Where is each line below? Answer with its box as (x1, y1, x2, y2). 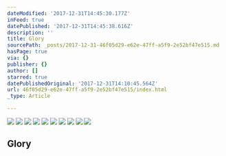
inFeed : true (7, 16, 45, 23)
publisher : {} (7, 61, 48, 68)
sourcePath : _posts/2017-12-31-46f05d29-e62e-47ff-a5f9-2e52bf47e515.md (7, 42, 220, 49)
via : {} (7, 55, 30, 62)
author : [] (7, 67, 38, 74)
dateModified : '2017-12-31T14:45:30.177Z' (7, 10, 131, 17)
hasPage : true (7, 49, 48, 55)
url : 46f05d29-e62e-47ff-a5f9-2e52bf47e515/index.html (7, 86, 168, 93)
